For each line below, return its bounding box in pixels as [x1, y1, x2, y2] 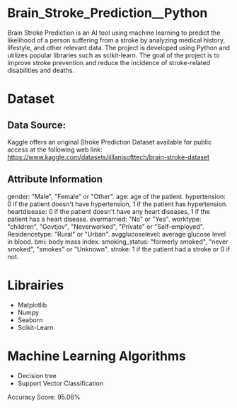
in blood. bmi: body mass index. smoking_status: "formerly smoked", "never [7, 237, 229, 246]
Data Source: [7, 119, 66, 131]
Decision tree [17, 371, 57, 380]
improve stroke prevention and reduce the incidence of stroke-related [7, 58, 211, 67]
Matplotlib [17, 300, 47, 309]
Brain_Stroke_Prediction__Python [7, 5, 208, 21]
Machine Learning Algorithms [7, 348, 186, 364]
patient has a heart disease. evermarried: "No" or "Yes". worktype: [7, 215, 202, 223]
